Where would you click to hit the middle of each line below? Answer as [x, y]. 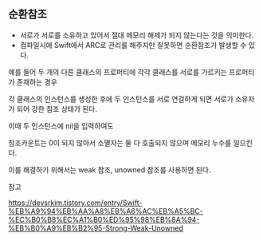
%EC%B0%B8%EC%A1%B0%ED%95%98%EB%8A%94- [104, 219]
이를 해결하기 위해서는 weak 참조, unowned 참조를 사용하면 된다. [110, 169]
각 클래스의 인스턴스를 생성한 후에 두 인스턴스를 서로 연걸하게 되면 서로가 [121, 99]
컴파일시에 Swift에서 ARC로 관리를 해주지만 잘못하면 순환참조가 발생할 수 [133, 45]
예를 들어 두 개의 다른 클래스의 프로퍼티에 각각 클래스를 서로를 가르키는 [118, 72]
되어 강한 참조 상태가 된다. [57, 109]
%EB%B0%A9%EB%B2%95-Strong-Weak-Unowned [96, 228]
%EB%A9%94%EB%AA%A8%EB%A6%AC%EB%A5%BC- [106, 211]
